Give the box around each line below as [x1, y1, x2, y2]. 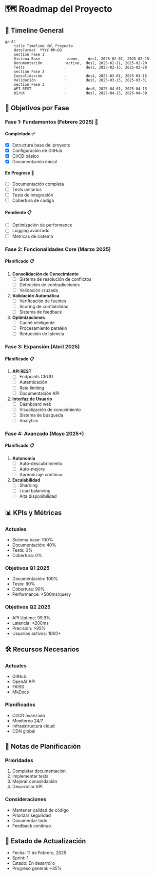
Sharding [19, 483, 38, 488]
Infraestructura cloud [12, 723, 55, 729]
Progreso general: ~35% [12, 865, 62, 872]
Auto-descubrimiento [19, 461, 62, 466]
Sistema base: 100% [12, 537, 54, 543]
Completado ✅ [5, 130, 36, 137]
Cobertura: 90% [12, 586, 45, 592]
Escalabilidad [12, 477, 40, 483]
